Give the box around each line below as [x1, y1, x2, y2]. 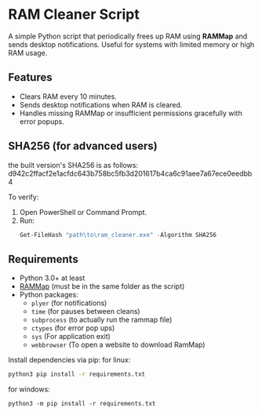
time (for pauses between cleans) [31, 307, 140, 316]
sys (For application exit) [31, 332, 111, 341]
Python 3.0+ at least [19, 273, 86, 283]
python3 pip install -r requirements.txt [8, 370, 146, 378]
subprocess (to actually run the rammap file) [31, 315, 173, 325]
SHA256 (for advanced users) [8, 140, 158, 153]
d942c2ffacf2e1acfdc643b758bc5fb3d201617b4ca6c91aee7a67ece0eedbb [8, 169, 253, 178]
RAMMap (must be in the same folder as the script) [19, 282, 185, 291]
